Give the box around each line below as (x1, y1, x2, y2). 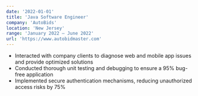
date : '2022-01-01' (6, 8, 55, 15)
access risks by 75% (14, 84, 66, 90)
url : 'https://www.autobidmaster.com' (6, 36, 102, 42)
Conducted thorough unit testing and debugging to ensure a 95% (14, 65, 175, 71)
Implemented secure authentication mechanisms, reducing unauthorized (14, 77, 193, 84)
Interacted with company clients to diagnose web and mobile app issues (14, 52, 191, 59)
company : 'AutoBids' (6, 19, 58, 25)
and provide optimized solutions (14, 58, 94, 65)
